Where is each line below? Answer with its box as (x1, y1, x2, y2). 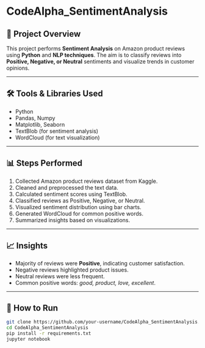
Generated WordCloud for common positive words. (15, 210, 143, 217)
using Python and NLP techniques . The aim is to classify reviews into (6, 51, 182, 59)
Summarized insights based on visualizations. (15, 216, 130, 224)
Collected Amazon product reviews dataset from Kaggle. (15, 177, 158, 185)
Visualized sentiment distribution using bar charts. (15, 203, 142, 210)
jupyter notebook (6, 336, 51, 342)
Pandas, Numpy (15, 114, 56, 122)
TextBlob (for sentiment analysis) (15, 127, 99, 135)
